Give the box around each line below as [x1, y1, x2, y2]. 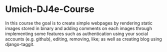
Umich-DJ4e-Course [5, 3, 95, 15]
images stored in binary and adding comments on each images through [5, 25, 152, 31]
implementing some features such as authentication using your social [5, 30, 148, 36]
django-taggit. [5, 41, 35, 47]
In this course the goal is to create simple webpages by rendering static [5, 20, 152, 26]
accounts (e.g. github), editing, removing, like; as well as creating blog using [5, 36, 162, 42]
